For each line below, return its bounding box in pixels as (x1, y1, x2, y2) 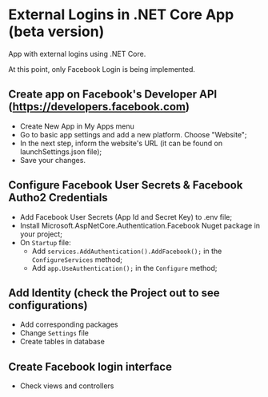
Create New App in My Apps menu (19, 121, 134, 131)
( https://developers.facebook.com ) (8, 100, 190, 113)
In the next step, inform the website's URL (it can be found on (19, 138, 222, 148)
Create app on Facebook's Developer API (8, 88, 218, 101)
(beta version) (8, 22, 105, 41)
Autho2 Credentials (8, 191, 108, 204)
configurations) (8, 298, 88, 312)
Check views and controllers (19, 381, 114, 391)
